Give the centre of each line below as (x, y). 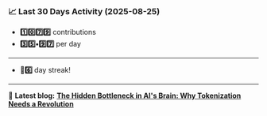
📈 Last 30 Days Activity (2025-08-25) (84, 11)
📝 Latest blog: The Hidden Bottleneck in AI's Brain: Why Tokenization (125, 95)
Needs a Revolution (41, 104)
